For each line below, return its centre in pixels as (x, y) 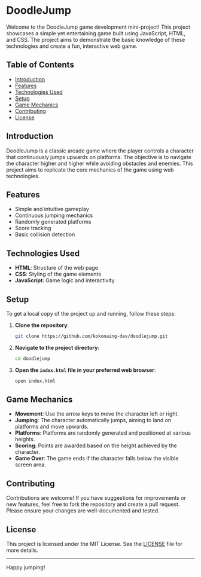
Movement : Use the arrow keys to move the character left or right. (97, 414)
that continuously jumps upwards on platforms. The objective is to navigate (99, 157)
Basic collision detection (45, 234)
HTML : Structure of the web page (57, 268)
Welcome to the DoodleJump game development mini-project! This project (98, 27)
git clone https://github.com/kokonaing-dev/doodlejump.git (91, 336)
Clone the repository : (42, 325)
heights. (25, 439)
